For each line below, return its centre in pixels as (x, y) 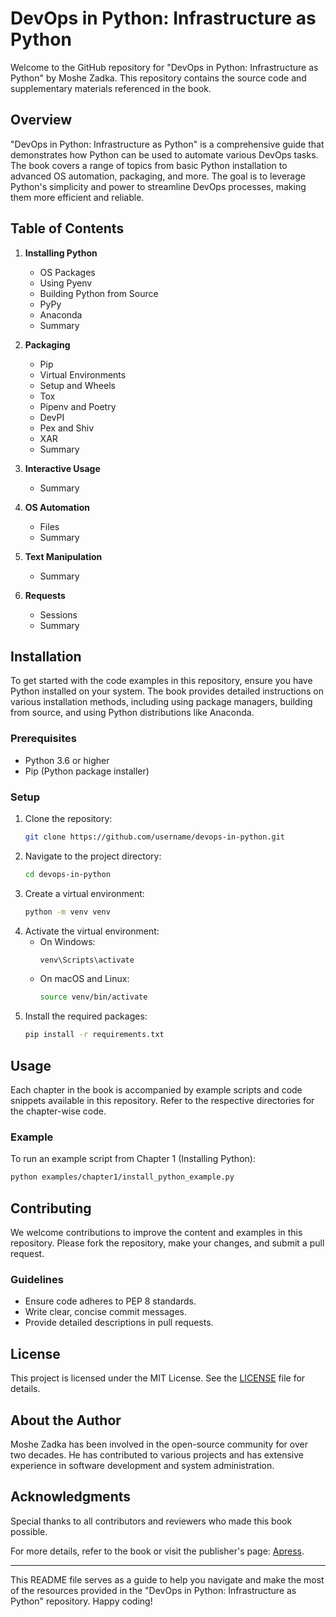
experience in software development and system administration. (142, 1465)
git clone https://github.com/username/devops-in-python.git (155, 837)
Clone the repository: (68, 818)
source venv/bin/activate (93, 997)
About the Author (66, 1420)
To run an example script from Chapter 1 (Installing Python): (133, 1159)
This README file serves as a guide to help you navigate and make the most (167, 1579)
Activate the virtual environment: (92, 931)
